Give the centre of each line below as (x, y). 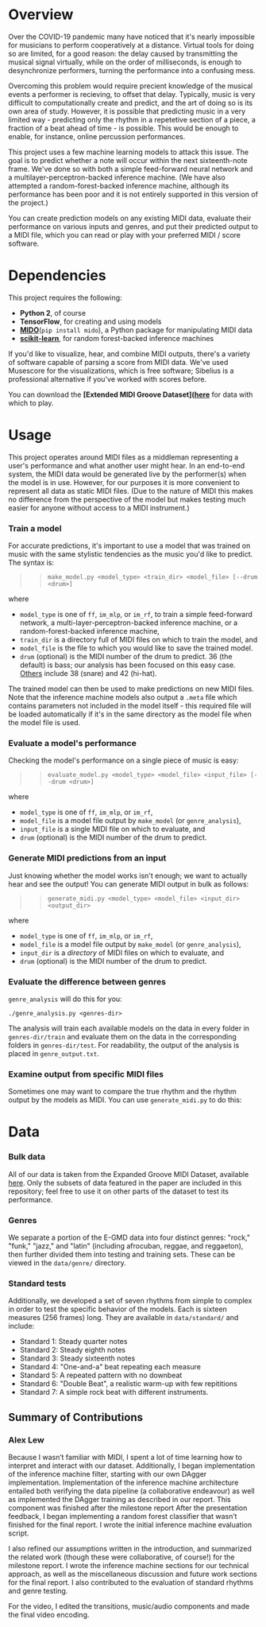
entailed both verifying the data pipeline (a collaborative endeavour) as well (132, 1491)
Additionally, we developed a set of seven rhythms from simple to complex (130, 1301)
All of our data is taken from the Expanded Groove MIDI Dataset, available (129, 1174)
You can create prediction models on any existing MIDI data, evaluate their (130, 218)
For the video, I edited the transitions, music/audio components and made (129, 1606)
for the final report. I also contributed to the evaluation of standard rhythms (131, 1582)
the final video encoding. (49, 1615)
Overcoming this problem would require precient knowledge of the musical (131, 86)
